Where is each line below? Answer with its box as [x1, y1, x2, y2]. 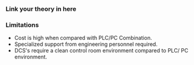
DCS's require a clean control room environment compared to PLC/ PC [14, 47, 189, 54]
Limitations [5, 20, 40, 29]
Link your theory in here [5, 5, 77, 13]
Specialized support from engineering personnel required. [14, 41, 158, 48]
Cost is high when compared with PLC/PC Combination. [14, 35, 152, 42]
